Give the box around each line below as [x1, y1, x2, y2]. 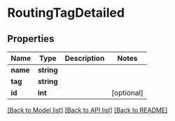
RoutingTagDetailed [7, 5, 125, 21]
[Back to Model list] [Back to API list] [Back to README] [7, 106, 168, 114]
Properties [7, 33, 55, 45]
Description [64, 54, 105, 63]
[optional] [111, 88, 143, 97]
